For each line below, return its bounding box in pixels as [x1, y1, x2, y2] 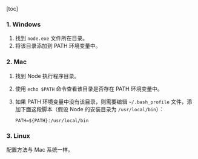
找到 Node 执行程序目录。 [15, 72, 80, 79]
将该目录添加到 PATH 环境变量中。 [15, 42, 101, 50]
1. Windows [6, 20, 41, 28]
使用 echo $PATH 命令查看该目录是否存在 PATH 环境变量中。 [15, 85, 163, 92]
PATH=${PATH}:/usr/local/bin [15, 117, 89, 123]
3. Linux [6, 131, 30, 140]
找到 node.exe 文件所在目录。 [15, 34, 88, 42]
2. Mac [6, 57, 27, 66]
